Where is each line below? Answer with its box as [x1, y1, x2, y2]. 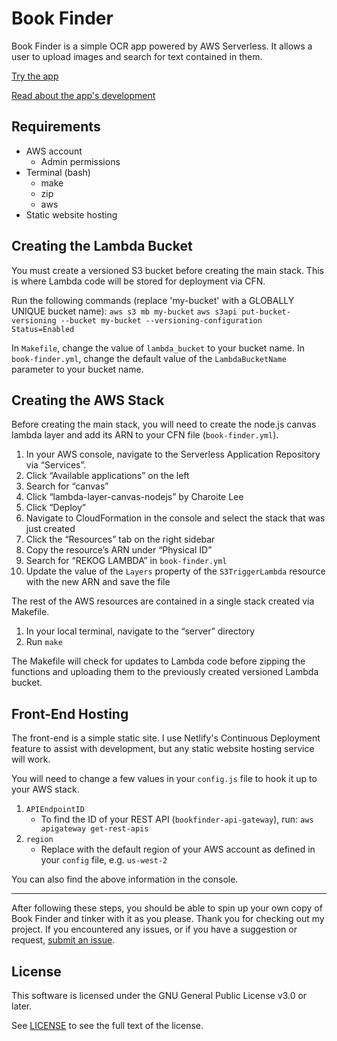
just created [25, 523, 76, 535]
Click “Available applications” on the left [25, 470, 190, 482]
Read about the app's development [11, 89, 156, 101]
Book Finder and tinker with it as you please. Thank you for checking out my [11, 913, 325, 925]
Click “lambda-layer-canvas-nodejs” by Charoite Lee [25, 491, 244, 503]
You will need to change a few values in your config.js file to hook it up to [11, 773, 318, 785]
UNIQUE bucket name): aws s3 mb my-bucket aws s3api [11, 305, 238, 317]
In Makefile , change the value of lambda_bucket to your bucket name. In [11, 342, 305, 354]
